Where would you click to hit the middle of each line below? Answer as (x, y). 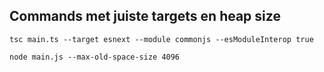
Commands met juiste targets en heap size (145, 16)
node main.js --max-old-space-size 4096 (95, 57)
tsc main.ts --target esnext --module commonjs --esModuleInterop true (161, 39)
